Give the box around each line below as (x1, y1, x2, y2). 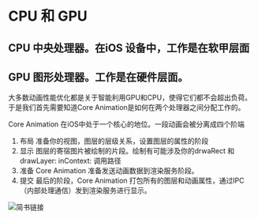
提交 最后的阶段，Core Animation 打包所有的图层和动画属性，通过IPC (19, 176, 245, 186)
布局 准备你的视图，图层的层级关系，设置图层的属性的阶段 (19, 136, 209, 146)
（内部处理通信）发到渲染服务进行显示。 (19, 186, 151, 195)
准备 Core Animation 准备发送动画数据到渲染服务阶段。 (19, 166, 199, 176)
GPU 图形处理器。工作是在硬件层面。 (8, 70, 189, 84)
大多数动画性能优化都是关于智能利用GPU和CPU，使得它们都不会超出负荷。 (8, 93, 252, 103)
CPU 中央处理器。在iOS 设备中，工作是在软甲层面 (8, 41, 250, 55)
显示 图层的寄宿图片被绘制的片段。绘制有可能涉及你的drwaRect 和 (19, 146, 235, 156)
